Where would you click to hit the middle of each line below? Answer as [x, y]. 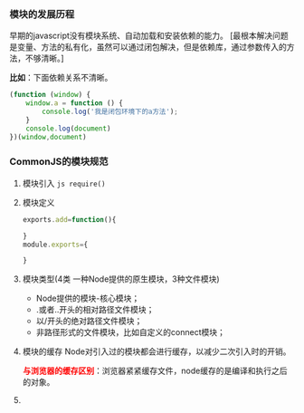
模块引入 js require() [64, 183]
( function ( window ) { [50, 95]
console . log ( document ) [68, 129]
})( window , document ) [48, 137]
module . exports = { [55, 245]
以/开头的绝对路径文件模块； [89, 321]
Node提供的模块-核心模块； [88, 298]
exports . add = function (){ [69, 219]
